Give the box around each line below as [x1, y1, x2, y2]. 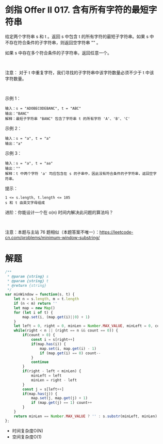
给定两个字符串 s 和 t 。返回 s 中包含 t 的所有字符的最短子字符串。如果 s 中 [5, 33, 154, 39]
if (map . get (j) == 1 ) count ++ [31, 400, 92, 405]
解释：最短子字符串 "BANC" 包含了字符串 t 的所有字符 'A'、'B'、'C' [5, 116, 130, 121]
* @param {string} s [7, 274, 49, 279]
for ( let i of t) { [14, 310, 53, 315]
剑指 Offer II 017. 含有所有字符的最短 [5, 4, 149, 16]
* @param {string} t [7, 279, 49, 283]
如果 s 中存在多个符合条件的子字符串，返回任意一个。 [5, 49, 112, 56]
